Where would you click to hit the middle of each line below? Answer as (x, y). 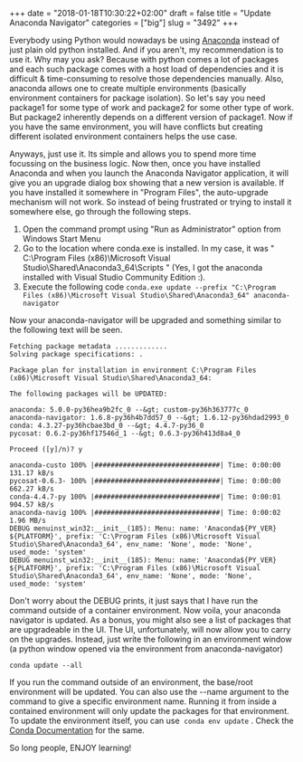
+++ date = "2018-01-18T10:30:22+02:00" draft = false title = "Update (140, 13)
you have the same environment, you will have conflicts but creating (137, 127)
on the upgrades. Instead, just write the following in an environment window (151, 639)
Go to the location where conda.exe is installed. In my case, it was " (148, 248)
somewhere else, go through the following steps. (100, 211)
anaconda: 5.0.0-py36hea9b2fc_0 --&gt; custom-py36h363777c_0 (129, 410)
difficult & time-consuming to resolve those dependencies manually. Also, (147, 79)
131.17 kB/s (32, 473)
